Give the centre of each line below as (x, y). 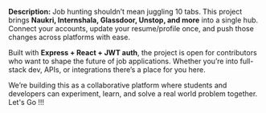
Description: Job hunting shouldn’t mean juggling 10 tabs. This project (125, 12)
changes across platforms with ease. (70, 37)
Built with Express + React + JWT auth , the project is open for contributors (133, 52)
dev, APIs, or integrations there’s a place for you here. (117, 70)
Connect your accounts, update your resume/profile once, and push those (131, 28)
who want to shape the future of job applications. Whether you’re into (123, 61)
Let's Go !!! (27, 102)
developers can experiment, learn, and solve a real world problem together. (133, 94)
